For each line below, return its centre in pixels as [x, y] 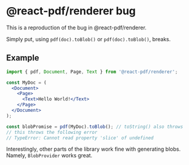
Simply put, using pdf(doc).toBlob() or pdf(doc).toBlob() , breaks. [89, 39]
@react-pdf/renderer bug [71, 11]
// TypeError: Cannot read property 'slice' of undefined [80, 138]
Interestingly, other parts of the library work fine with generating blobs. [94, 149]
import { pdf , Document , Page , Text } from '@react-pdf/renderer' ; [92, 72]
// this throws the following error [52, 132]
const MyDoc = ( [26, 82]
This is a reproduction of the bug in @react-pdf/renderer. [76, 27]
